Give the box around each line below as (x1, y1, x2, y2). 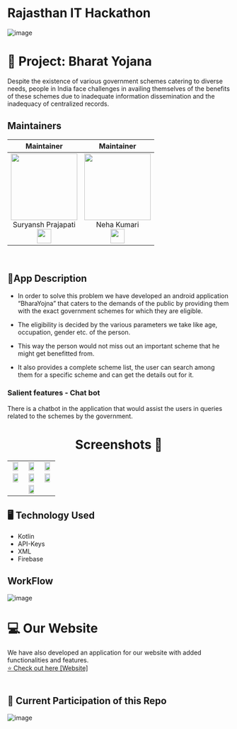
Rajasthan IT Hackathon (7, 5, 151, 21)
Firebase (17, 554, 44, 563)
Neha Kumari (96, 219, 139, 229)
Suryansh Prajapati (13, 219, 76, 229)
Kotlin (17, 532, 35, 540)
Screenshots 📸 (75, 437, 163, 452)
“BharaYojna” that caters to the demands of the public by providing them (17, 299, 229, 307)
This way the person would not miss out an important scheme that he (17, 341, 220, 350)
